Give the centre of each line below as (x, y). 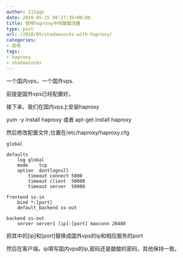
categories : (21, 40)
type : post (20, 29)
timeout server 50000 (57, 186)
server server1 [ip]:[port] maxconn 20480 (72, 223)
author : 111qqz (25, 12)
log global (31, 160)
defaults (17, 154)
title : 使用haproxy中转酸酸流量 (43, 23)
